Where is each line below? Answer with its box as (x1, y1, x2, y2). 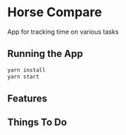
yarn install (7, 66, 46, 74)
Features (7, 92, 47, 104)
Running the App (7, 48, 84, 60)
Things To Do (7, 117, 67, 129)
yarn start (7, 73, 40, 80)
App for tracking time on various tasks (7, 27, 119, 36)
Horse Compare (7, 4, 103, 20)
